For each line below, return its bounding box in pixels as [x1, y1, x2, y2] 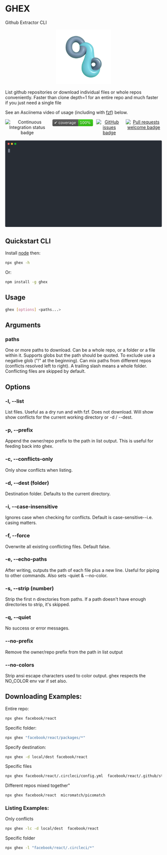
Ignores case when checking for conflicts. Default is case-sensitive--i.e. [5, 515, 153, 521]
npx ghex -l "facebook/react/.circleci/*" [5, 846, 94, 851]
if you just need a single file [5, 100, 62, 106]
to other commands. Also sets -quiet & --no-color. [5, 572, 108, 578]
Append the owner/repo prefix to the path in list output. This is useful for [5, 438, 154, 444]
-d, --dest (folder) [5, 479, 49, 486]
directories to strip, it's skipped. [5, 602, 71, 608]
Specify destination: [5, 744, 46, 750]
